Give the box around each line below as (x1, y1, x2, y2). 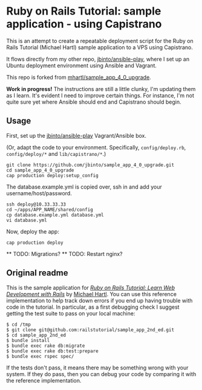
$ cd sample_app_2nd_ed (6, 332, 67, 338)
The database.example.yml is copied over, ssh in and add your (6, 183, 162, 190)
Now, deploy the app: (6, 227, 59, 235)
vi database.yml (6, 217, 47, 223)
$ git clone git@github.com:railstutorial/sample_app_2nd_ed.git (6, 326, 174, 333)
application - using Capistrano (6, 17, 162, 31)
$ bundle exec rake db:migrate (6, 343, 85, 349)
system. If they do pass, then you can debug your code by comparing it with (6, 370, 197, 377)
